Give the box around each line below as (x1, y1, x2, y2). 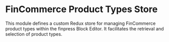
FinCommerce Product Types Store (5, 4, 158, 15)
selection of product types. (5, 31, 62, 37)
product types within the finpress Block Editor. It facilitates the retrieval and (5, 25, 164, 31)
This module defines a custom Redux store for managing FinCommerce (5, 20, 156, 26)
